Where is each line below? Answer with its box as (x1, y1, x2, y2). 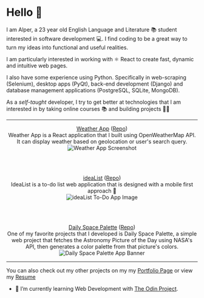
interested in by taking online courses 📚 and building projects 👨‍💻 (6, 105, 170, 112)
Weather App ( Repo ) (76, 124, 128, 132)
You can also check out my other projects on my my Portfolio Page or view (6, 266, 193, 274)
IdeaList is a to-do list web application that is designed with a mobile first (11, 180, 193, 188)
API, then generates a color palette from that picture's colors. (25, 243, 179, 250)
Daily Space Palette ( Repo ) (69, 223, 135, 231)
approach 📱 (87, 187, 117, 194)
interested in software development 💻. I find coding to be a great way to (6, 35, 188, 42)
